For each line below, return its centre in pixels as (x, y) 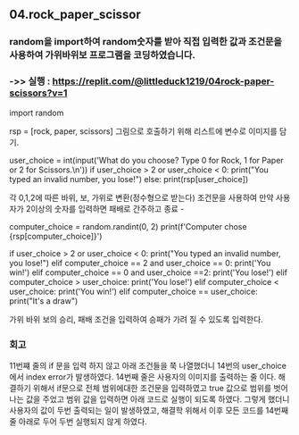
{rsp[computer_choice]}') (56, 236)
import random (37, 113)
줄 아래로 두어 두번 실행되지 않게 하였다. (78, 421)
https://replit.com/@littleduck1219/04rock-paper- (163, 81)
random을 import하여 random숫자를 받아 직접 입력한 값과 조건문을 (146, 42)
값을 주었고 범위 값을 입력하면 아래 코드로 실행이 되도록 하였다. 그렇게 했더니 (158, 399)
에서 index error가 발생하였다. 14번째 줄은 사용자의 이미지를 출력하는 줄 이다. (143, 376)
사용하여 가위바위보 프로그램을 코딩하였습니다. (103, 55)
